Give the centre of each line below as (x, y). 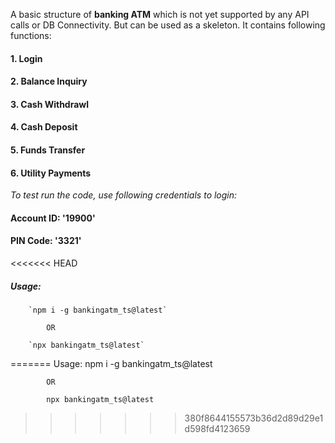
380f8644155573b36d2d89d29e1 (254, 418)
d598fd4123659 (217, 428)
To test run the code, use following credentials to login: (124, 195)
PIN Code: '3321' (46, 241)
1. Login (26, 58)
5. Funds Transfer (48, 150)
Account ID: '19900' (53, 218)
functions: (31, 35)
